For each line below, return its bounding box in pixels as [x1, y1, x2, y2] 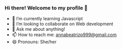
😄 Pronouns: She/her [11, 39, 57, 45]
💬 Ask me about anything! [11, 26, 65, 32]
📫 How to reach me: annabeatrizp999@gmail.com [11, 32, 117, 38]
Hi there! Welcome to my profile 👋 [4, 4, 88, 11]
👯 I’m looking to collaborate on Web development [11, 21, 113, 27]
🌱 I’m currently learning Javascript [11, 16, 83, 22]
